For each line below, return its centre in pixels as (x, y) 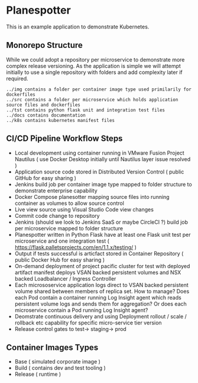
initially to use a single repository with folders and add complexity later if (95, 72)
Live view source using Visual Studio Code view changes (84, 209)
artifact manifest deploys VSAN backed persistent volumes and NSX (98, 272)
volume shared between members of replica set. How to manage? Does (102, 291)
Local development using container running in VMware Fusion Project (99, 153)
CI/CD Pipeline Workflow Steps (64, 139)
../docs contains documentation (46, 115)
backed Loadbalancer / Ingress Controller (65, 278)
